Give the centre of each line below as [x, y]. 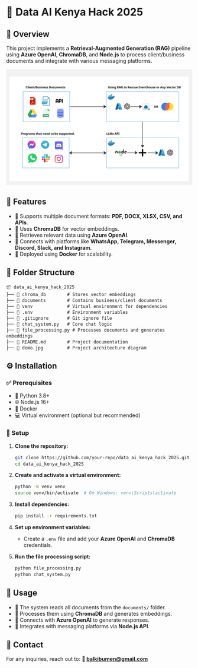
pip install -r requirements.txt [56, 516]
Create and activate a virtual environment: [68, 475]
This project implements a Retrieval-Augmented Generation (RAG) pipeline [98, 48]
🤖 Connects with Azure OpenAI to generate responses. [82, 620]
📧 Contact [25, 645]
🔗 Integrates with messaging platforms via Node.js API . [82, 626]
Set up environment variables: [53, 527]
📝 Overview [28, 34]
